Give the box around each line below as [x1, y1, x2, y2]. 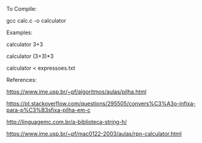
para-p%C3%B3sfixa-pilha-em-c [6, 106, 91, 114]
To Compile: [6, 5, 37, 12]
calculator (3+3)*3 [6, 53, 54, 60]
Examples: [6, 29, 32, 36]
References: [6, 76, 37, 83]
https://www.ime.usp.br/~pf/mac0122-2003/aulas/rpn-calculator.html [6, 130, 182, 137]
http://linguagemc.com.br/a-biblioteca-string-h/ [6, 119, 127, 125]
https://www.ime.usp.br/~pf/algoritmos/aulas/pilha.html [6, 88, 147, 95]
